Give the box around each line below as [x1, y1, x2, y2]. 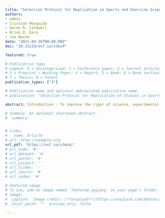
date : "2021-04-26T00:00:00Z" [5, 39, 67, 44]
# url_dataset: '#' [5, 151, 45, 156]
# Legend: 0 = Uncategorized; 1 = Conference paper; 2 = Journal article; [5, 66, 162, 71]
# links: [5, 129, 23, 134]
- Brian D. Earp [5, 30, 38, 35]
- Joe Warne [5, 35, 29, 40]
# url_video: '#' [5, 174, 41, 179]
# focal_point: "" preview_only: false [5, 201, 91, 206]
